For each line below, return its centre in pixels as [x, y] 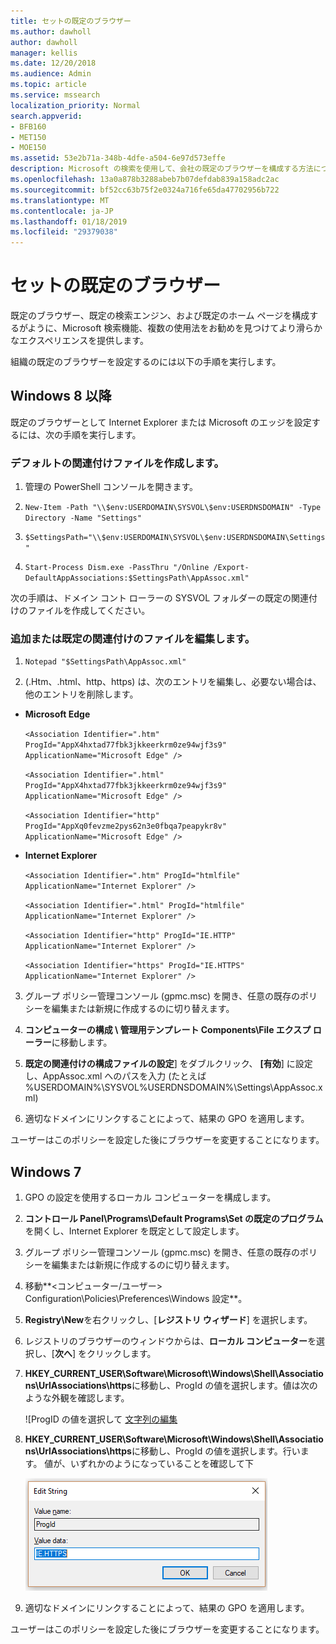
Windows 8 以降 [61, 396]
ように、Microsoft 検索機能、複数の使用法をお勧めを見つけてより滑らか [175, 328]
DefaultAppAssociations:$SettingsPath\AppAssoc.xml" [137, 578]
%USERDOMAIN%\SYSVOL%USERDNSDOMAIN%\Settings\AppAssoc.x [173, 1087]
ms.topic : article [48, 85]
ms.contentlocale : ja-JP [62, 211]
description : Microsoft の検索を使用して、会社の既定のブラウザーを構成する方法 [162, 169]
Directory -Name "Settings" [83, 518]
